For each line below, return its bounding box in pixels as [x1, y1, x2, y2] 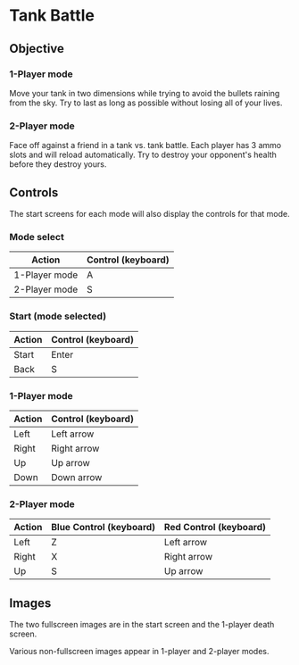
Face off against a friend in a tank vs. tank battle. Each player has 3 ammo [9, 140, 282, 151]
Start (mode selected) [9, 310, 107, 322]
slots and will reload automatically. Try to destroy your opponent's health [9, 149, 277, 161]
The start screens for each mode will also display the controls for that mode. [9, 208, 290, 219]
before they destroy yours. [9, 159, 107, 170]
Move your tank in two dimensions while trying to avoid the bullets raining [9, 87, 280, 98]
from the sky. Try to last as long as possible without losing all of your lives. [9, 97, 283, 108]
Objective [9, 41, 65, 56]
